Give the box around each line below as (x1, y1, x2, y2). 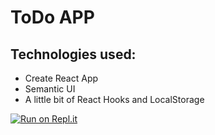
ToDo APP (10, 6, 95, 29)
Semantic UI (24, 83, 76, 95)
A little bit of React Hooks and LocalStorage (24, 94, 205, 105)
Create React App (24, 72, 99, 84)
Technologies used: (10, 46, 137, 63)
